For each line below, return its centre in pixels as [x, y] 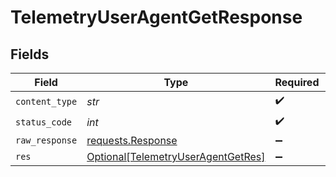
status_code [44, 122]
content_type [46, 101]
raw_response [46, 140]
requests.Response [132, 140]
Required [297, 82]
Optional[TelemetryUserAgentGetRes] [176, 156]
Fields [30, 54]
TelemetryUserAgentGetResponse [156, 17]
